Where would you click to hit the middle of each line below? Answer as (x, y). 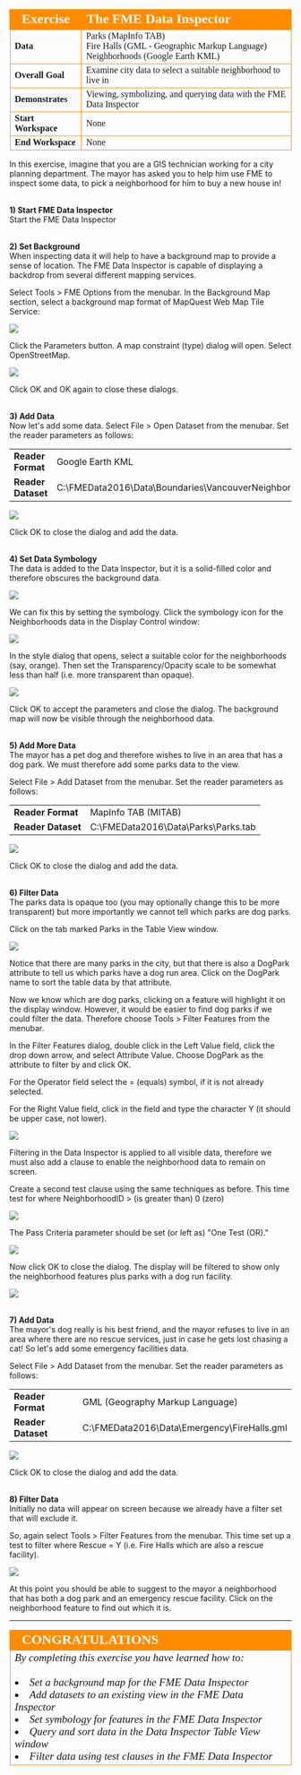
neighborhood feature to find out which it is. (90, 1608)
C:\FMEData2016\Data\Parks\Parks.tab (173, 827)
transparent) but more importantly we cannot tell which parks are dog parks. (150, 912)
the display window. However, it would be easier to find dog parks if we (141, 1009)
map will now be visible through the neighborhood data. (112, 719)
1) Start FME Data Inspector (61, 210)
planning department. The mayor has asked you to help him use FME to (141, 173)
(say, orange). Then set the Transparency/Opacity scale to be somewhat (143, 665)
